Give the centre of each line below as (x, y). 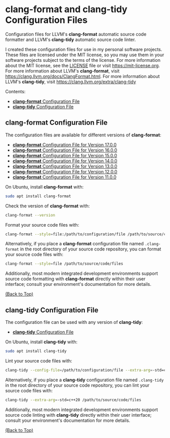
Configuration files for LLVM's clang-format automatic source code (76, 34)
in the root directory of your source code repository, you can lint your (77, 385)
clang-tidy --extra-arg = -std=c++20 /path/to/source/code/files (73, 400)
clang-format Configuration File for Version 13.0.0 (65, 166)
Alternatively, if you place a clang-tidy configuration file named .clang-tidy (84, 380)
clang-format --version (30, 215)
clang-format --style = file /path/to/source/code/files (64, 264)
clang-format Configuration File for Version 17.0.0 (65, 144)
